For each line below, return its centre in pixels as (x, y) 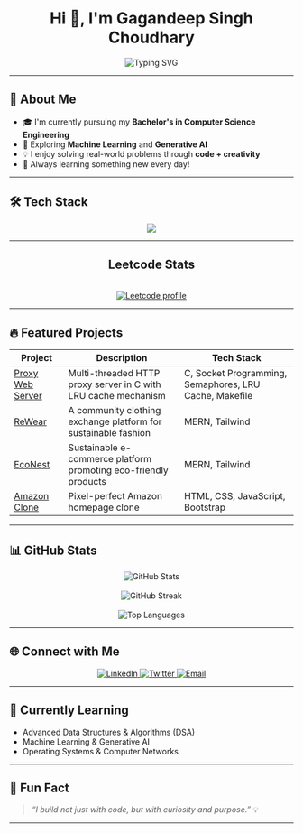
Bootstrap (205, 507)
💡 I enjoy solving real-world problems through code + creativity (141, 153)
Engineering (46, 134)
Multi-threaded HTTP (114, 374)
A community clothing (115, 411)
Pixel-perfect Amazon (115, 496)
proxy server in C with (115, 384)
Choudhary (151, 37)
